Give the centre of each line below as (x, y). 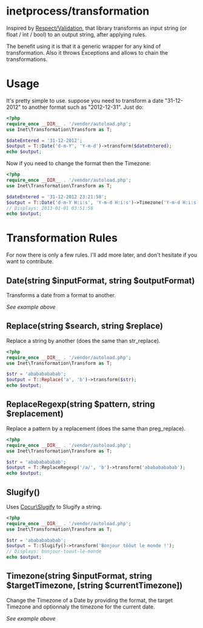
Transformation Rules (62, 238)
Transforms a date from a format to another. (61, 295)
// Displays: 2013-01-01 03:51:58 (50, 208)
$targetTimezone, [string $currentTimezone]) (95, 586)
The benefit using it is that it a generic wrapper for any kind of (84, 46)
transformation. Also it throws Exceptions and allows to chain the (87, 52)
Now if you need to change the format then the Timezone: (79, 164)
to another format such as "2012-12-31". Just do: (83, 107)
